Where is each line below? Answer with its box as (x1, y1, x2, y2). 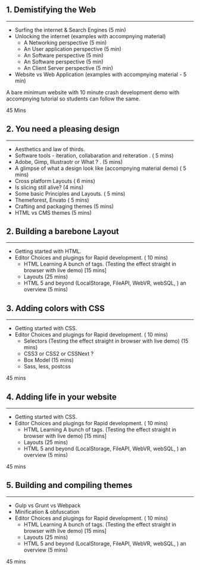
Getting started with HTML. (14, 248, 82, 255)
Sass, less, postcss (23, 363, 71, 370)
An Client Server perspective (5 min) (23, 64, 114, 71)
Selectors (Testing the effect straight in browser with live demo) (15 (23, 337, 189, 345)
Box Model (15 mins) (23, 356, 74, 364)
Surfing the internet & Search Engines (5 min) (14, 26, 126, 33)
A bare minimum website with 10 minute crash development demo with (6, 89, 180, 96)
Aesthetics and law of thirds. (14, 145, 85, 153)
